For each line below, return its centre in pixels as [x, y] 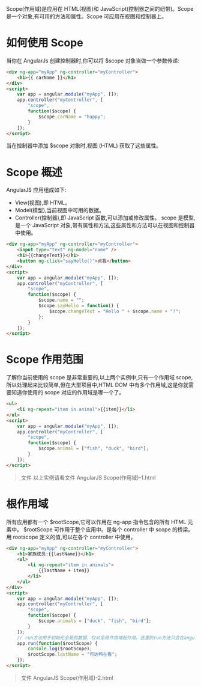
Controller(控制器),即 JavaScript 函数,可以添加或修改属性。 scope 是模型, [105, 218]
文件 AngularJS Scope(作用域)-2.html [67, 677]
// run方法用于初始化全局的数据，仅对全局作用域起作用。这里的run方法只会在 [100, 638]
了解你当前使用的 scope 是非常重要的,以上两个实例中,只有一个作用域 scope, [100, 377]
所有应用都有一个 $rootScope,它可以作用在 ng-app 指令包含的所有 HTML [96, 522]
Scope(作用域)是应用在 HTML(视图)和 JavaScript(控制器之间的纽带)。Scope [100, 9]
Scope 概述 [34, 172]
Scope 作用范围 [45, 360]
